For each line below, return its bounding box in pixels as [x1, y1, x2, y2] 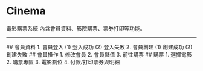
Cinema [6, 4, 47, 18]
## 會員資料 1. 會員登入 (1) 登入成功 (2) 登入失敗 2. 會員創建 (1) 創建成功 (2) [6, 43, 193, 51]
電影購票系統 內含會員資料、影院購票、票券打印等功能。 [6, 25, 146, 32]
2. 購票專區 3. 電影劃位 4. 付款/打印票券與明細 [6, 58, 120, 66]
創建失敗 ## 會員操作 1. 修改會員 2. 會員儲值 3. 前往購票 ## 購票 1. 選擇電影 [6, 51, 192, 58]
